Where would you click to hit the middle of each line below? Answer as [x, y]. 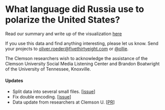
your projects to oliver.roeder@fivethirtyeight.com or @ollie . [67, 48]
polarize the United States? [63, 20]
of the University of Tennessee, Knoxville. [48, 69]
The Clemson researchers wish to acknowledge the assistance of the [76, 58]
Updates [14, 80]
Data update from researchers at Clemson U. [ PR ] [63, 102]
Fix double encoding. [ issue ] [42, 97]
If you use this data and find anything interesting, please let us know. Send [82, 43]
